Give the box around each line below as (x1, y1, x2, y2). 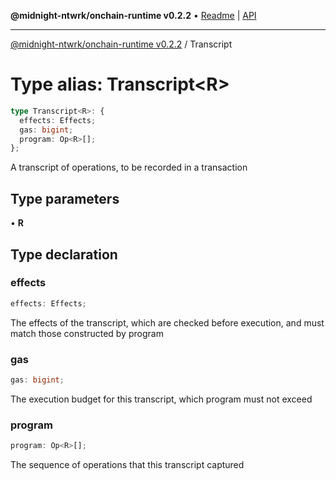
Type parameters (10, 190, 120, 207)
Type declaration (10, 246, 118, 263)
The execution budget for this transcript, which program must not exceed (10, 393, 313, 405)
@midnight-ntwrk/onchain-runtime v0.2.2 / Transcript (10, 38, 233, 50)
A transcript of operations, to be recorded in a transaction (10, 161, 248, 174)
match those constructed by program (10, 327, 164, 339)
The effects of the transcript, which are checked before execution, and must (10, 316, 325, 329)
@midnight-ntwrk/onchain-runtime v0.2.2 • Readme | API (10, 10, 257, 21)
